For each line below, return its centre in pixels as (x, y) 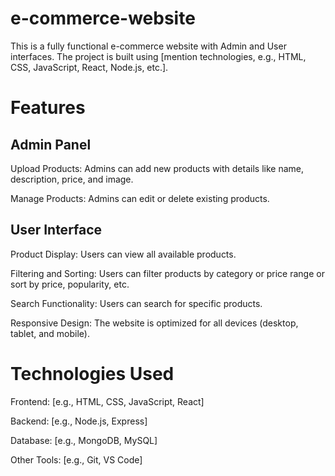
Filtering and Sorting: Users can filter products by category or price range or (167, 273)
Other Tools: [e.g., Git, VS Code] (76, 459)
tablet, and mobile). (50, 333)
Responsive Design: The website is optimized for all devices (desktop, (154, 323)
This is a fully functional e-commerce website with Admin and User (148, 46)
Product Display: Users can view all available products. (123, 254)
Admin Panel (51, 144)
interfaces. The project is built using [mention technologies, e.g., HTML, (158, 56)
